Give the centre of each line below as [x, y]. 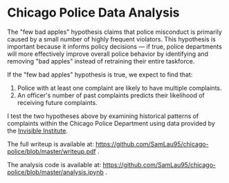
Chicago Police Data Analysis [93, 13]
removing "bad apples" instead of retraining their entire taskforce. [101, 61]
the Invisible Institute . [37, 131]
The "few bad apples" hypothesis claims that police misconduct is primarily [115, 32]
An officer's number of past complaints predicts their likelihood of [111, 95]
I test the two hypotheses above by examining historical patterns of [103, 116]
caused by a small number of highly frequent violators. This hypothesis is [111, 39]
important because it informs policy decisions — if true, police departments [115, 46]
